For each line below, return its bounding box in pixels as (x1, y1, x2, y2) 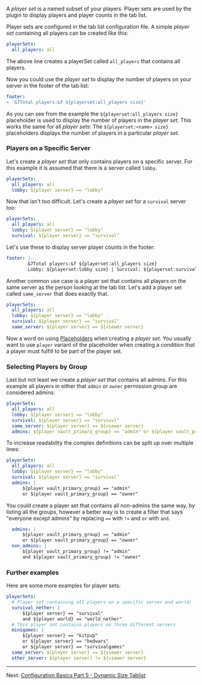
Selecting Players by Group (6, 362, 88, 371)
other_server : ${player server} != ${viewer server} (11, 655, 147, 661)
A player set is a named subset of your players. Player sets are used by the (6, 5, 192, 12)
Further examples (6, 568, 59, 576)
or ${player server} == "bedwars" (22, 638, 109, 645)
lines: (6, 446, 20, 453)
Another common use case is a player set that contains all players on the (6, 277, 186, 284)
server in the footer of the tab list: (6, 82, 90, 89)
